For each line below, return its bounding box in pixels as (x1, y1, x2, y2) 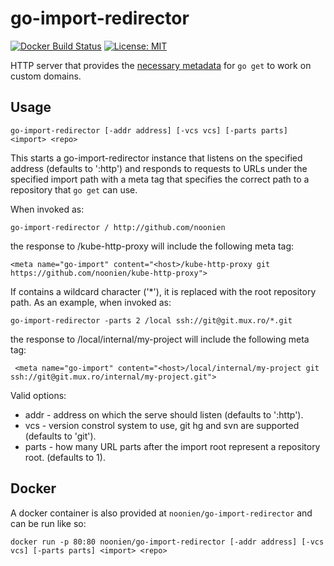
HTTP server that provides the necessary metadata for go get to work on (10, 59, 312, 71)
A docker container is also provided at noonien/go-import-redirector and (10, 507, 313, 519)
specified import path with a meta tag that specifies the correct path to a (10, 173, 310, 185)
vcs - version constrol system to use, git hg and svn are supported (24, 419, 300, 431)
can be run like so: (10, 517, 87, 529)
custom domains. (10, 70, 82, 82)
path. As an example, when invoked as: (10, 296, 172, 308)
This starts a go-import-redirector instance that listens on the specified (10, 152, 303, 164)
